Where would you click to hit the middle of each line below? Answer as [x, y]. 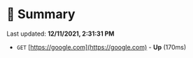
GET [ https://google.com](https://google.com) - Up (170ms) [101, 47]
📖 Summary [41, 14]
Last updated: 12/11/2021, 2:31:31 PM [60, 34]
